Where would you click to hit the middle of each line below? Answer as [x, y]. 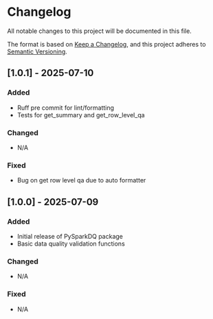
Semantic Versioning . [37, 51]
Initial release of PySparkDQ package [70, 236]
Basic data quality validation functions [71, 244]
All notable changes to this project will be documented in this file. [100, 31]
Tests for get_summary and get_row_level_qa [81, 115]
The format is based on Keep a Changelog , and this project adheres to [106, 44]
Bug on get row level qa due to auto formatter [81, 180]
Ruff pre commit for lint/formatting [66, 108]
